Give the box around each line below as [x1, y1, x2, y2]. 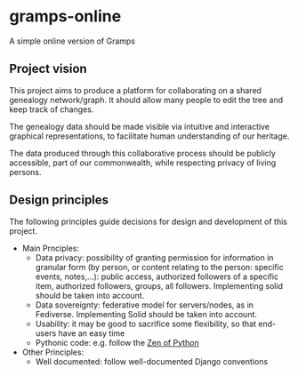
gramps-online [9, 6, 122, 27]
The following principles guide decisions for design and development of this [9, 216, 287, 227]
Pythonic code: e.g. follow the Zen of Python [35, 337, 199, 348]
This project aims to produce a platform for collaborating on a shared [9, 84, 262, 95]
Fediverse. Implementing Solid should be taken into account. [35, 308, 258, 319]
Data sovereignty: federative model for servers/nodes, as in [35, 300, 254, 310]
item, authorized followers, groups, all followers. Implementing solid [35, 280, 283, 291]
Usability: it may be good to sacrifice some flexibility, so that [35, 318, 256, 329]
